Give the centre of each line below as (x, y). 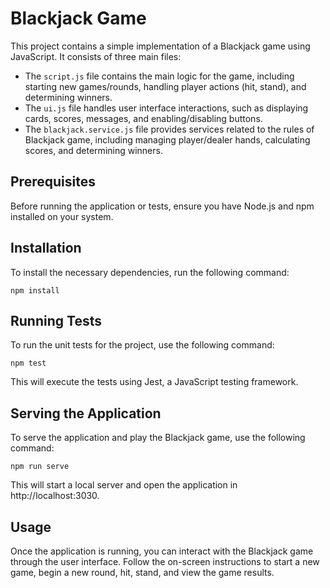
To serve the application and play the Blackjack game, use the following (158, 438)
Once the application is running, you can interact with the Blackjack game (162, 551)
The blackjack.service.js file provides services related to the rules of (169, 129)
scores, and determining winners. (93, 150)
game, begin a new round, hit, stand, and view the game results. (142, 572)
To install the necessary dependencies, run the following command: (150, 272)
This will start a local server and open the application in (124, 485)
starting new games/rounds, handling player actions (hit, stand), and (165, 86)
